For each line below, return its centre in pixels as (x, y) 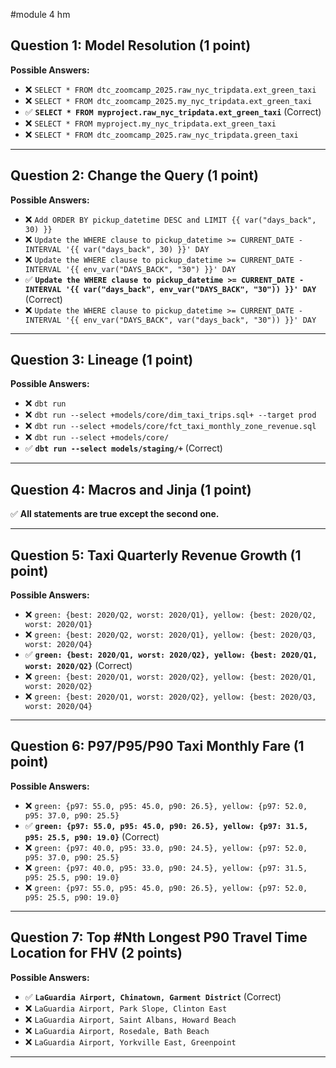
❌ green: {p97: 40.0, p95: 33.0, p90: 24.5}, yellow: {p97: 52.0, (166, 847)
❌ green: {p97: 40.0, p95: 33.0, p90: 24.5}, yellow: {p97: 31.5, (166, 867)
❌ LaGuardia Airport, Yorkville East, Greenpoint (130, 1041)
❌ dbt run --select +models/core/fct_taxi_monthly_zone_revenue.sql (170, 426)
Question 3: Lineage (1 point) (102, 360)
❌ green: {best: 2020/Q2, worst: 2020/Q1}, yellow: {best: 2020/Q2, (170, 615)
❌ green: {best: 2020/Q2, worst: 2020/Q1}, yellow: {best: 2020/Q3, (170, 635)
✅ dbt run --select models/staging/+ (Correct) (123, 448)
